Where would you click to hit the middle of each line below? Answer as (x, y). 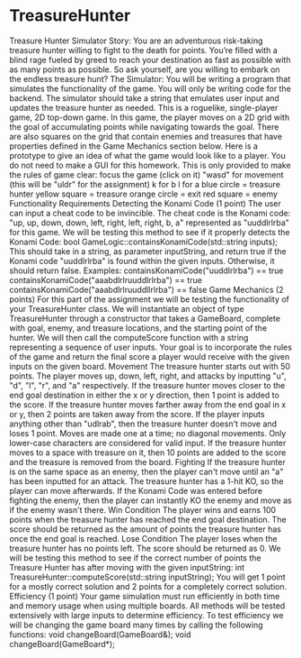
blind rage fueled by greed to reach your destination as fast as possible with (150, 59)
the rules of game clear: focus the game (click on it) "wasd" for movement (147, 174)
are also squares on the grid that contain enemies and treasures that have (146, 136)
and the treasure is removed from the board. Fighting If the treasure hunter (147, 462)
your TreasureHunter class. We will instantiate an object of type (127, 308)
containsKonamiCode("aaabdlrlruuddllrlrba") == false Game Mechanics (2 (146, 289)
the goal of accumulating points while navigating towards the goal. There (144, 126)
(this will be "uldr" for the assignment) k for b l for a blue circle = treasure (145, 184)
